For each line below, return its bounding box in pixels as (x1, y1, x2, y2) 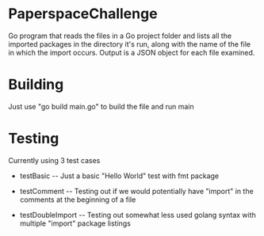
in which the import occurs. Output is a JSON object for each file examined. (8, 48, 255, 57)
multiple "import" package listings (19, 219, 131, 228)
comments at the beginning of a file (19, 195, 136, 204)
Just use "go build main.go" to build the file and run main (8, 101, 194, 111)
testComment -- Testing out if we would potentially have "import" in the (19, 186, 254, 196)
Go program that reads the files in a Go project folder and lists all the (8, 31, 232, 40)
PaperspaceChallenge (8, 5, 158, 23)
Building (8, 76, 64, 93)
